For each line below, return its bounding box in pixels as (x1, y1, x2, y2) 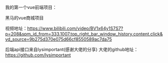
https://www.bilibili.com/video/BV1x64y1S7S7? (27, 25, 123, 31)
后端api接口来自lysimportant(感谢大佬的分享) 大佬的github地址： (5, 47, 138, 52)
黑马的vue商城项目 (5, 15, 44, 21)
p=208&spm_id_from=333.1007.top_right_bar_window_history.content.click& (5, 31, 163, 37)
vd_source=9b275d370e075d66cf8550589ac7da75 (5, 36, 112, 42)
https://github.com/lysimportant (5, 52, 71, 58)
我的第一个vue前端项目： (5, 4, 57, 10)
